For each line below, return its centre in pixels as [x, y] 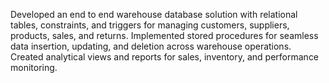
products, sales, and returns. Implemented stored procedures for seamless [164, 35]
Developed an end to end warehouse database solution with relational [154, 14]
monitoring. [34, 67]
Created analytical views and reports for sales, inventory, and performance [165, 57]
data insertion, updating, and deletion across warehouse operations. [151, 46]
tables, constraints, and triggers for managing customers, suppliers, [150, 25]
